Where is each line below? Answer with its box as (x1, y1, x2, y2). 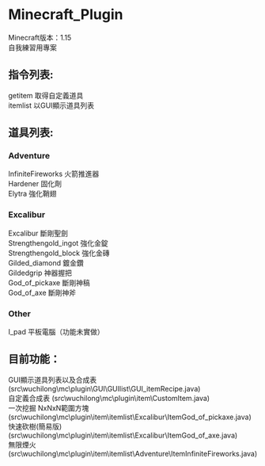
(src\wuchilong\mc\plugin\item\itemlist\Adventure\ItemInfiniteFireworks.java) (8, 449, 258, 458)
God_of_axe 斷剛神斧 (8, 288, 77, 297)
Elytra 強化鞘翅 (8, 189, 57, 199)
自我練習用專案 (8, 42, 57, 52)
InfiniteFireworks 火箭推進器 (8, 169, 100, 179)
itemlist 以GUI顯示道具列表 (8, 101, 95, 110)
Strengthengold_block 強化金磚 (8, 248, 110, 258)
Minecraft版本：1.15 (8, 32, 72, 42)
